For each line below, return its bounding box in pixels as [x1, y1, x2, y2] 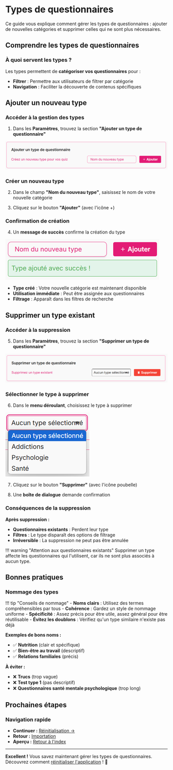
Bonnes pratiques [5, 573, 63, 582]
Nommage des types [5, 588, 59, 596]
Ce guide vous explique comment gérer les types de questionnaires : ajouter [5, 21, 167, 27]
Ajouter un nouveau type [5, 99, 87, 108]
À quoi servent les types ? [5, 57, 72, 64]
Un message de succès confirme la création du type [12, 229, 125, 235]
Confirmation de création [5, 217, 70, 224]
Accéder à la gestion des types [5, 114, 84, 121]
